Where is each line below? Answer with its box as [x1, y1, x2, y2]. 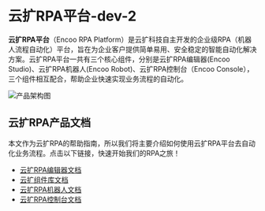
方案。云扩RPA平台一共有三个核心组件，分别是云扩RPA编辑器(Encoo [8, 54, 230, 64]
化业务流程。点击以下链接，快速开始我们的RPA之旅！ [8, 148, 181, 157]
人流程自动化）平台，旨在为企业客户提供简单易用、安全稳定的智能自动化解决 [8, 44, 257, 54]
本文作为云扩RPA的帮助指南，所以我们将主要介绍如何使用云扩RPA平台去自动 [8, 139, 256, 148]
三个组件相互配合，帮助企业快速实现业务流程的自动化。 [8, 74, 188, 83]
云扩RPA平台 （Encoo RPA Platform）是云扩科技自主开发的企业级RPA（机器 [8, 35, 252, 44]
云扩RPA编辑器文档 [19, 165, 82, 174]
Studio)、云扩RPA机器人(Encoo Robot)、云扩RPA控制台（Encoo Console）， [8, 64, 254, 73]
